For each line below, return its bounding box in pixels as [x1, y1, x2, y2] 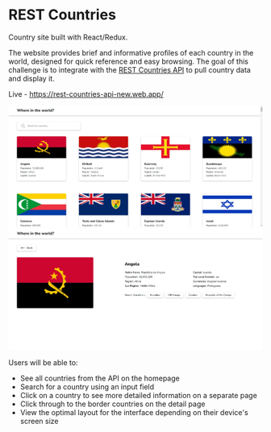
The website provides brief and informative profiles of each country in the [8, 48, 254, 57]
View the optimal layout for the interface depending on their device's [19, 407, 248, 417]
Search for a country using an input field [19, 381, 155, 392]
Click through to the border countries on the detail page [19, 399, 206, 409]
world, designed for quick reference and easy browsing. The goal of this [8, 56, 248, 66]
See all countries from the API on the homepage [19, 373, 180, 383]
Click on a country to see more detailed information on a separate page [19, 390, 258, 400]
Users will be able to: [8, 357, 78, 368]
